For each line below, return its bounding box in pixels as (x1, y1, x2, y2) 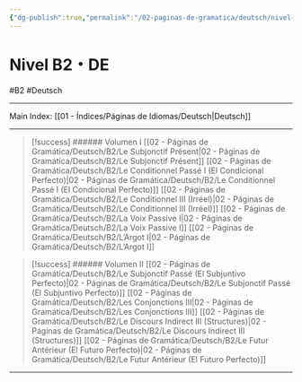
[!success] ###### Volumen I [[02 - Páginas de (31, 136, 209, 147)
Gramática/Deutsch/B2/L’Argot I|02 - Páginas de (31, 231, 211, 242)
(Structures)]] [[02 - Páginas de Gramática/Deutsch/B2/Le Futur (31, 334, 269, 345)
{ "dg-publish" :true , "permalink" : (9, 13, 135, 22)
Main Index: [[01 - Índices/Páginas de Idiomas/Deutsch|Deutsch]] (9, 110, 252, 121)
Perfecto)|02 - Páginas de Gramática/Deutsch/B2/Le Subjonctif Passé (31, 277, 291, 288)
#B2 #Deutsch (9, 84, 63, 95)
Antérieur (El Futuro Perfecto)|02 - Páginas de (31, 344, 202, 355)
